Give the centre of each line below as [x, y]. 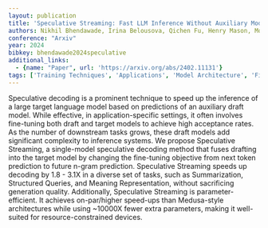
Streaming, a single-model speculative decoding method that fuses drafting [132, 149]
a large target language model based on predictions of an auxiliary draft [126, 106]
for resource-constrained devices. [87, 217]
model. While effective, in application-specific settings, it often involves [126, 115]
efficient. [23, 200]
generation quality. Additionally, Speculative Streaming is [102, 191]
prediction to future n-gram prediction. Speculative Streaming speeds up [128, 166]
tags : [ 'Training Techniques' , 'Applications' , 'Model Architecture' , [128, 75]
